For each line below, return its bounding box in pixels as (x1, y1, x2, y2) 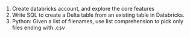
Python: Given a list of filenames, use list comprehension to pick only (11, 18, 184, 24)
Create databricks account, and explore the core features (11, 5, 155, 12)
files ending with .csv (11, 24, 65, 31)
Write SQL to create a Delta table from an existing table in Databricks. (11, 11, 185, 18)
